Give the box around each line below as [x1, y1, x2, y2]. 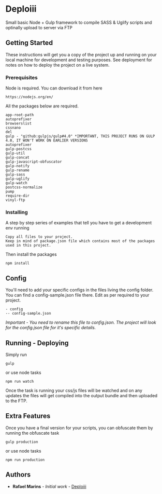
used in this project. [5, 243, 51, 248]
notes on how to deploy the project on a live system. [5, 62, 110, 68]
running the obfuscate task [5, 430, 59, 436]
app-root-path [5, 113, 34, 118]
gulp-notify [5, 164, 29, 169]
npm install [5, 261, 29, 266]
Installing [5, 209, 28, 215]
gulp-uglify [5, 176, 29, 181]
